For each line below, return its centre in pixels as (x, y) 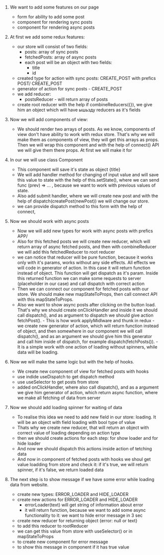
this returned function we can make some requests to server (79, 278)
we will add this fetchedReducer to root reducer (66, 252)
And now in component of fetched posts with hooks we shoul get (84, 459)
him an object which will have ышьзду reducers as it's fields (79, 110)
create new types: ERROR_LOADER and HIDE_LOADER (73, 494)
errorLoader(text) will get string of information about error (84, 505)
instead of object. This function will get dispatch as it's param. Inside (88, 273)
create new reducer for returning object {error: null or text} (77, 520)
